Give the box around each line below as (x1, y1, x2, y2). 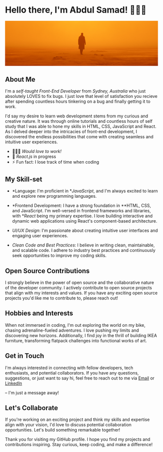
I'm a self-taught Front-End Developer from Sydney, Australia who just (5, 88, 146, 94)
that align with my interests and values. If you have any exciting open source (5, 290, 158, 296)
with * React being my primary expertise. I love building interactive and (12, 213, 153, 219)
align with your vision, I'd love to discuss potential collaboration (5, 422, 132, 428)
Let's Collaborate (5, 404, 58, 412)
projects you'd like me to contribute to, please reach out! (5, 295, 118, 301)
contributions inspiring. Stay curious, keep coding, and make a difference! (5, 442, 153, 448)
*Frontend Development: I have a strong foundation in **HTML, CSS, (12, 203, 151, 208)
